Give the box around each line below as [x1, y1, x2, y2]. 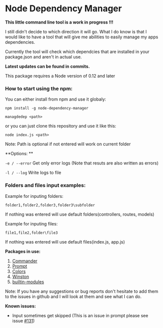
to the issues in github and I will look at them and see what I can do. [5, 293, 142, 300]
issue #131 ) [12, 318, 35, 324]
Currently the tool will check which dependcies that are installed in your [5, 49, 150, 55]
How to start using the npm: [5, 85, 73, 92]
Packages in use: [5, 248, 41, 254]
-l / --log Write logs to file [5, 170, 61, 176]
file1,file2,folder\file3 [5, 230, 58, 235]
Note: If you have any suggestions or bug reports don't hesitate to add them [5, 288, 158, 294]
